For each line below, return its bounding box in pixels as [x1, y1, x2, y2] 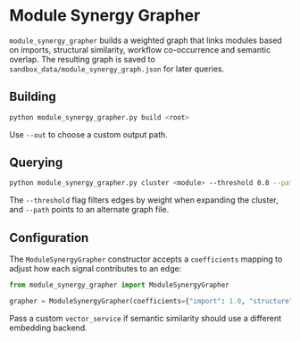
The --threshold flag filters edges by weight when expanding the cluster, [9, 195, 279, 205]
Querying [9, 155, 63, 171]
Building [9, 89, 56, 104]
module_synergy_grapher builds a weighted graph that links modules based [9, 35, 283, 46]
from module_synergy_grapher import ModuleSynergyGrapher [9, 280, 229, 290]
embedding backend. [9, 322, 87, 333]
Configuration [9, 229, 89, 246]
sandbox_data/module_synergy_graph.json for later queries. [9, 63, 225, 74]
